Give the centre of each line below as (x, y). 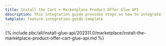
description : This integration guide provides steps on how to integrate (83, 14)
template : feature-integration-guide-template (54, 19)
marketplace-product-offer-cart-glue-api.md (51, 38)
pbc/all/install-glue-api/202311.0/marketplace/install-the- (87, 33)
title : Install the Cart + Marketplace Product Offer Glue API (72, 10)
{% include (16, 33)
